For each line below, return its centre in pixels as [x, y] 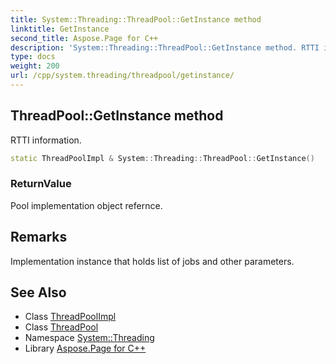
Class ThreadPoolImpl [70, 317]
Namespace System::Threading [89, 338]
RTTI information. [46, 140]
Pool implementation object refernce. [86, 205]
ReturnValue [41, 184]
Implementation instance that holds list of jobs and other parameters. [152, 261]
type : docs [33, 57]
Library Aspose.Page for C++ [85, 348]
